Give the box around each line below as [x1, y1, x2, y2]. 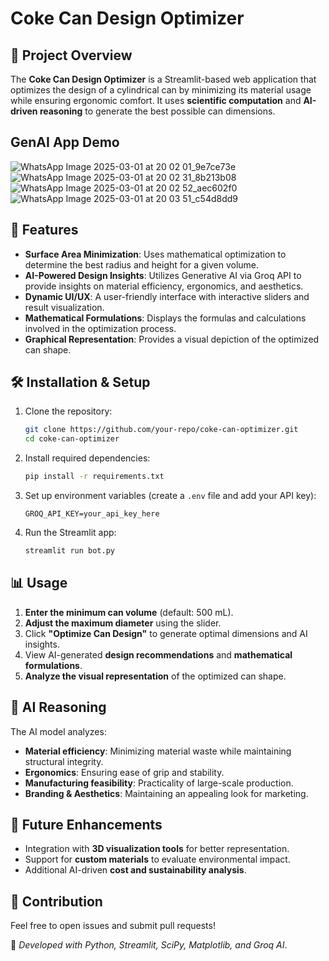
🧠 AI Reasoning [10, 699, 107, 716]
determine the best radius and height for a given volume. [24, 258, 260, 271]
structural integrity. [24, 755, 104, 767]
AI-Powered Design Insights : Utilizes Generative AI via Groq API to [24, 269, 302, 281]
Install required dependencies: [24, 452, 151, 464]
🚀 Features [10, 222, 79, 239]
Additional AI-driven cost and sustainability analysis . [24, 864, 247, 876]
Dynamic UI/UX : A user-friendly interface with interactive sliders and [24, 290, 310, 302]
